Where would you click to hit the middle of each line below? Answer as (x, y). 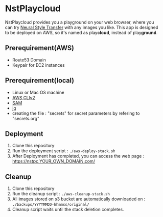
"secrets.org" (26, 118)
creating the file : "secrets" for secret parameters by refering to (76, 113)
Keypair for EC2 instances (38, 65)
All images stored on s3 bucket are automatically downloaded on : (79, 199)
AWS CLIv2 (23, 97)
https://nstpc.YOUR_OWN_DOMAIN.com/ (54, 161)
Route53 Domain (29, 60)
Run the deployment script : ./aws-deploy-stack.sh (64, 151)
